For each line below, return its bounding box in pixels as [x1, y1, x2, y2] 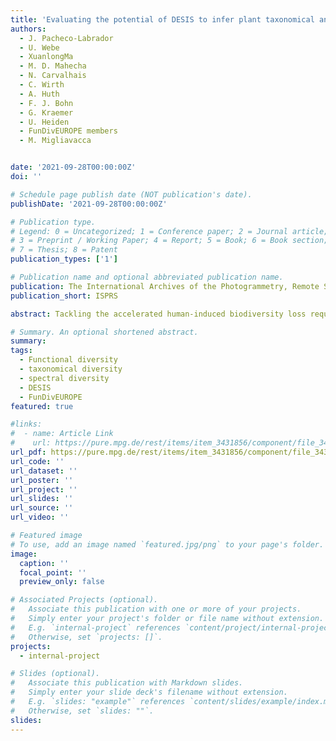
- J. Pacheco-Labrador [19, 33, 114, 43]
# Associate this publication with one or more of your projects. [10, 604, 302, 615]
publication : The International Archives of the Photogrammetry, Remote [10, 281, 320, 291]
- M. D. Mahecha [19, 61, 87, 71]
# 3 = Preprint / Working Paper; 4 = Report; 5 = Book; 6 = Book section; [10, 236, 329, 246]
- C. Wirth [19, 80, 65, 90]
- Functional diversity [19, 355, 118, 365]
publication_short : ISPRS [10, 291, 118, 301]
